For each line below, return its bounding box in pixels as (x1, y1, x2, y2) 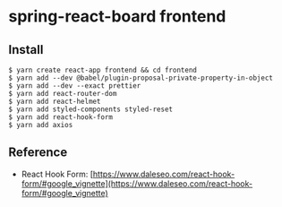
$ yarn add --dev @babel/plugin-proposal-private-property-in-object (8, 73, 274, 82)
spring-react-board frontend (8, 6, 226, 27)
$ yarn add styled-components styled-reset (8, 105, 174, 114)
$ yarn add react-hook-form (8, 113, 114, 122)
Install (8, 42, 44, 57)
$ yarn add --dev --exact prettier (8, 82, 141, 91)
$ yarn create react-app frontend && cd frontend (8, 65, 198, 74)
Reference (8, 145, 68, 160)
